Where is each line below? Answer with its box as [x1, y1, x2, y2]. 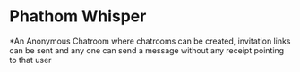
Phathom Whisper [9, 6, 147, 27]
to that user [9, 54, 52, 65]
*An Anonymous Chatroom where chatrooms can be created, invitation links [9, 36, 291, 46]
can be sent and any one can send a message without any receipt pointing [9, 44, 285, 55]
